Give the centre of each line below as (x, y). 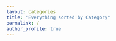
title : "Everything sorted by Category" (59, 17)
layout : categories (31, 12)
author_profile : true (34, 29)
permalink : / (23, 23)
